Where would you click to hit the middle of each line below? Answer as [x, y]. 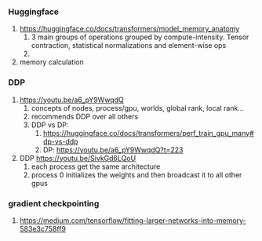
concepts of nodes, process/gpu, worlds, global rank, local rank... [138, 108]
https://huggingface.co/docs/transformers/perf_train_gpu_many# [149, 133]
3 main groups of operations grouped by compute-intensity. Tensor [140, 37]
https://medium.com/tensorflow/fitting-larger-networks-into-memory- [133, 220]
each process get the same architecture [96, 166]
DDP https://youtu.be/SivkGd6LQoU [78, 158]
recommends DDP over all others [85, 116]
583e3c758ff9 [43, 228]
